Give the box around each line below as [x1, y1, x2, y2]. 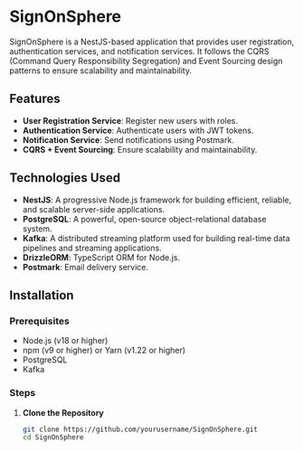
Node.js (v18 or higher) [22, 335, 109, 346]
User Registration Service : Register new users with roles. [22, 115, 238, 126]
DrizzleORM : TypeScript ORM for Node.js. [22, 251, 181, 263]
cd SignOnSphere [22, 433, 84, 442]
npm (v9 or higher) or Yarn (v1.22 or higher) [22, 345, 186, 356]
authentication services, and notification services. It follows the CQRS [9, 45, 270, 56]
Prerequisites [9, 315, 70, 327]
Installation [9, 287, 74, 303]
